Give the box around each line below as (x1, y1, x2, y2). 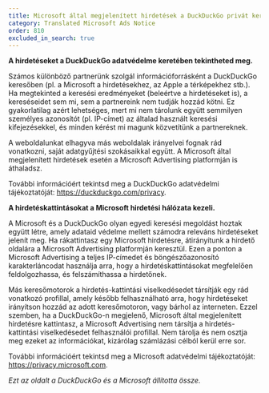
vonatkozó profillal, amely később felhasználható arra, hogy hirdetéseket (8, 294, 248, 303)
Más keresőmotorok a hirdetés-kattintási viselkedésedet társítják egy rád (8, 285, 249, 295)
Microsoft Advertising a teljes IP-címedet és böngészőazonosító (8, 253, 219, 263)
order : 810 (8, 26, 45, 34)
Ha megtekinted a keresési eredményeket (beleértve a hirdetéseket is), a (8, 89, 248, 98)
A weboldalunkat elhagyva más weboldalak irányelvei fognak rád (8, 138, 223, 148)
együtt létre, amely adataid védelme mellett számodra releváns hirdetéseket (8, 227, 259, 237)
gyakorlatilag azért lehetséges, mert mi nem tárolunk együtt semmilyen (8, 106, 243, 115)
